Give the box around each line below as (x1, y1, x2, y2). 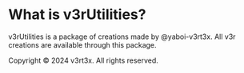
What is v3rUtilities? (8, 6, 146, 24)
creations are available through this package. (8, 40, 158, 49)
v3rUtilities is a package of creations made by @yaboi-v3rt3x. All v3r (8, 32, 236, 41)
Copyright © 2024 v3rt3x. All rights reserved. (8, 56, 158, 65)
